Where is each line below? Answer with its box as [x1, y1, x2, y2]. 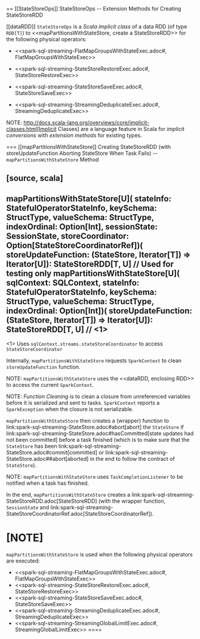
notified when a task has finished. [6, 479, 90, 487]
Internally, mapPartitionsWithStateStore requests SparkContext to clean [6, 357, 182, 364]
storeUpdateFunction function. [6, 363, 81, 371]
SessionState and [6, 504, 50, 511]
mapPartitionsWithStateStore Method [6, 156, 99, 163]
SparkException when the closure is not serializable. [6, 406, 134, 413]
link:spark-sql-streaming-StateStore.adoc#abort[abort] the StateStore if [6, 424, 184, 431]
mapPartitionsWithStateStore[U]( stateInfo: [6, 194, 172, 204]
